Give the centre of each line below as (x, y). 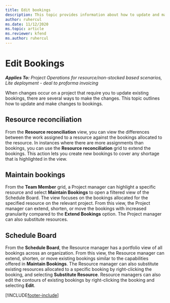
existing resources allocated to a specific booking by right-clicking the (78, 269)
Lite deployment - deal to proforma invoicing (52, 83)
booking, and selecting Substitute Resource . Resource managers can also (83, 275)
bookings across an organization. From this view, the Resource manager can (85, 253)
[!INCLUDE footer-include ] (32, 295)
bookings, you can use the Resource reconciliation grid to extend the (78, 148)
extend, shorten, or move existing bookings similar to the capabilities (77, 259)
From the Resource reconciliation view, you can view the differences (77, 132)
